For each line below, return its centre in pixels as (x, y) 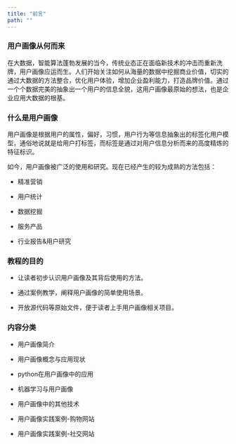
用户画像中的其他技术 (48, 403)
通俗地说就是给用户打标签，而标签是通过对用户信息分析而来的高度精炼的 (124, 143)
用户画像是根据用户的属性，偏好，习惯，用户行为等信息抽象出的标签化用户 (115, 135)
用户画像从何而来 (36, 46)
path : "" (20, 20)
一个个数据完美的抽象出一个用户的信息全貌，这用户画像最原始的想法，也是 (115, 89)
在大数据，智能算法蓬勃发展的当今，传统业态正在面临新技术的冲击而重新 (112, 62)
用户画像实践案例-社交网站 (56, 433)
